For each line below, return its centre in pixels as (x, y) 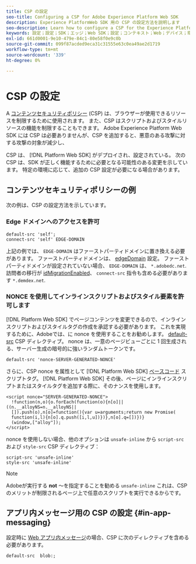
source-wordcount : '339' (36, 55)
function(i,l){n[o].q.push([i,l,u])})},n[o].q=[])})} (78, 417)
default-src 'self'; (31, 234)
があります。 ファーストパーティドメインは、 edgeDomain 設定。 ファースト (98, 258)
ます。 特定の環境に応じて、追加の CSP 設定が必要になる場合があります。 (94, 169)
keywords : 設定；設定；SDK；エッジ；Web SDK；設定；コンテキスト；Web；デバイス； (97, 33)
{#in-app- (152, 513)
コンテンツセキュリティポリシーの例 (71, 190)
